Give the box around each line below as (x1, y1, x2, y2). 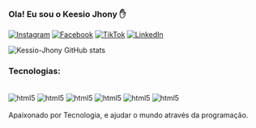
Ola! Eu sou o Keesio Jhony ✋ (8, 8, 126, 19)
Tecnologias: (8, 65, 61, 76)
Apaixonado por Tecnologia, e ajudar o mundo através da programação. (8, 110, 249, 120)
